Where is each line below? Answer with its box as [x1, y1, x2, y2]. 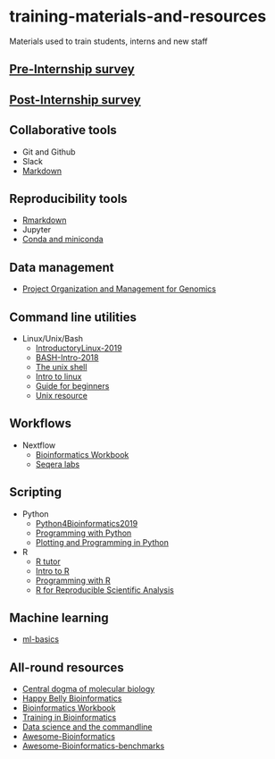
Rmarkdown [21, 215, 67, 225]
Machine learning [9, 610, 109, 625]
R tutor [35, 556, 61, 567]
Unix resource [35, 390, 87, 401]
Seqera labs [35, 459, 80, 469]
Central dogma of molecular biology [21, 684, 155, 695]
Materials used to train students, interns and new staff [9, 36, 208, 46]
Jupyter [21, 224, 52, 235]
